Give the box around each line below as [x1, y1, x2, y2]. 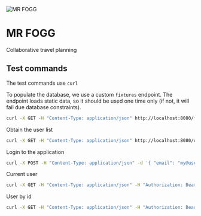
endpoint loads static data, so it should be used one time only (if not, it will [6, 97, 190, 104]
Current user [6, 171, 38, 178]
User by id [6, 193, 32, 200]
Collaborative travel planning [6, 46, 77, 53]
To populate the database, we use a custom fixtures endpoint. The [6, 91, 173, 98]
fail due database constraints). [6, 103, 81, 110]
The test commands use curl [6, 79, 78, 87]
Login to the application [6, 148, 65, 155]
